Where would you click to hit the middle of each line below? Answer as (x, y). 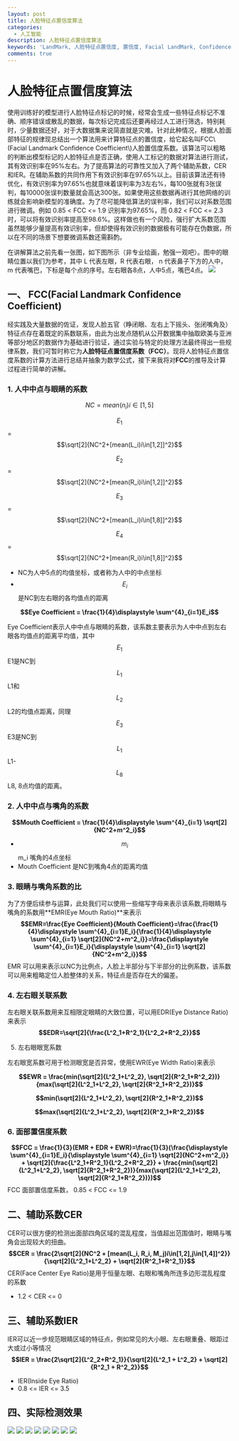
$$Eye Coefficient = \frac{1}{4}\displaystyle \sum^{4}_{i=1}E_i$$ (119, 612)
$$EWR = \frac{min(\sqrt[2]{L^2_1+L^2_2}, (83, 1077)
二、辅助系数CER (45, 1215)
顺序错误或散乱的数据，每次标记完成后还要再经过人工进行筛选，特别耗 (122, 121)
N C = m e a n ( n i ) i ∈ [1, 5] (119, 406)
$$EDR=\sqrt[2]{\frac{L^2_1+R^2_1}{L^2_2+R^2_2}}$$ (119, 1033)
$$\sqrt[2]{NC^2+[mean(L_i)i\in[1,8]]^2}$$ (119, 520)
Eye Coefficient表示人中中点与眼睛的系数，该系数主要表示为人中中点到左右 (117, 626)
